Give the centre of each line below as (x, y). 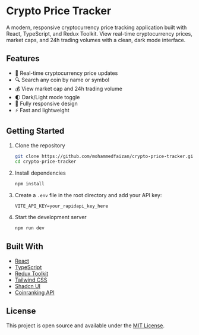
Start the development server (51, 217)
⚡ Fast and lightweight (42, 110)
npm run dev (29, 228)
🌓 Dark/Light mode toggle (47, 97)
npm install (29, 184)
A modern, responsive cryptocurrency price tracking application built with (97, 27)
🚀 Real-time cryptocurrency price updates (66, 73)
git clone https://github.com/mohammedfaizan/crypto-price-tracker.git (105, 156)
